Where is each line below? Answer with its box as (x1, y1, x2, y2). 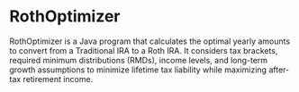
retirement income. (23, 73, 94, 84)
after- (268, 64, 290, 75)
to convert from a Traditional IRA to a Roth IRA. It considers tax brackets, (9, 45, 278, 55)
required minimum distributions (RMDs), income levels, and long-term (9, 54, 268, 65)
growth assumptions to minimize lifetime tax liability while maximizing (9, 64, 267, 75)
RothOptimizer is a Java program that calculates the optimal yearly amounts (9, 36, 291, 46)
